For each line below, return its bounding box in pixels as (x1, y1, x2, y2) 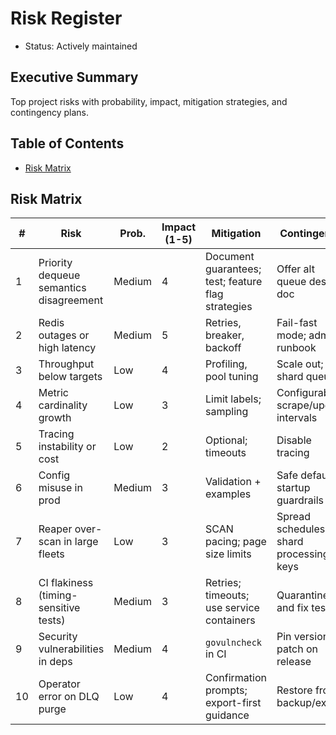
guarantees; (205, 262, 262, 276)
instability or (38, 440, 97, 454)
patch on (276, 642, 318, 656)
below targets (38, 370, 103, 384)
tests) (38, 613, 66, 627)
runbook (276, 341, 317, 355)
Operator (38, 677, 81, 691)
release (276, 655, 312, 669)
